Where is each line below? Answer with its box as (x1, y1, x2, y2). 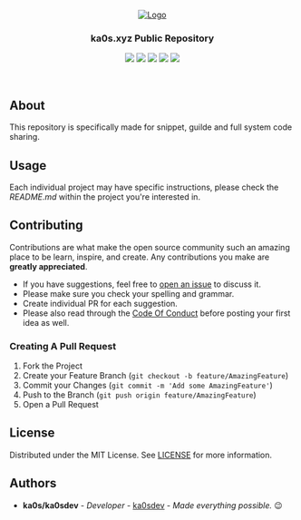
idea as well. (22, 317, 70, 328)
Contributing (9, 218, 83, 233)
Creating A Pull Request (9, 339, 116, 352)
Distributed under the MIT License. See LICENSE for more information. (9, 449, 273, 460)
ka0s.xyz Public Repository (90, 32, 215, 44)
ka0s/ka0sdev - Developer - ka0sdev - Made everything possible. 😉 (22, 499, 283, 511)
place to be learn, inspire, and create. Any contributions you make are (9, 251, 270, 262)
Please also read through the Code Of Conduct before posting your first (22, 308, 291, 319)
